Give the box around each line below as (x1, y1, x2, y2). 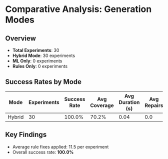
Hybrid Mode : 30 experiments (12, 52, 75, 58)
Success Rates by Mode (5, 77, 81, 86)
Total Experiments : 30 (12, 47, 59, 53)
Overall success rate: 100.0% (12, 149, 74, 155)
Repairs (144, 101, 163, 108)
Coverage (89, 101, 114, 108)
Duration (118, 98, 140, 105)
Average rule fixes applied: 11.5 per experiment (12, 143, 109, 149)
